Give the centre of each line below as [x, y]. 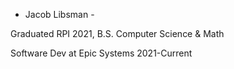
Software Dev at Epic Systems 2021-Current [101, 53]
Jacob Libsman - [59, 14]
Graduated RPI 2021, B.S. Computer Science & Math [117, 33]
